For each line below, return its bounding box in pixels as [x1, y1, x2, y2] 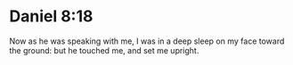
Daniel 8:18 [9, 6, 94, 27]
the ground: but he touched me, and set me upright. [9, 45, 199, 55]
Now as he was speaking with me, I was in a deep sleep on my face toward [9, 36, 285, 46]
